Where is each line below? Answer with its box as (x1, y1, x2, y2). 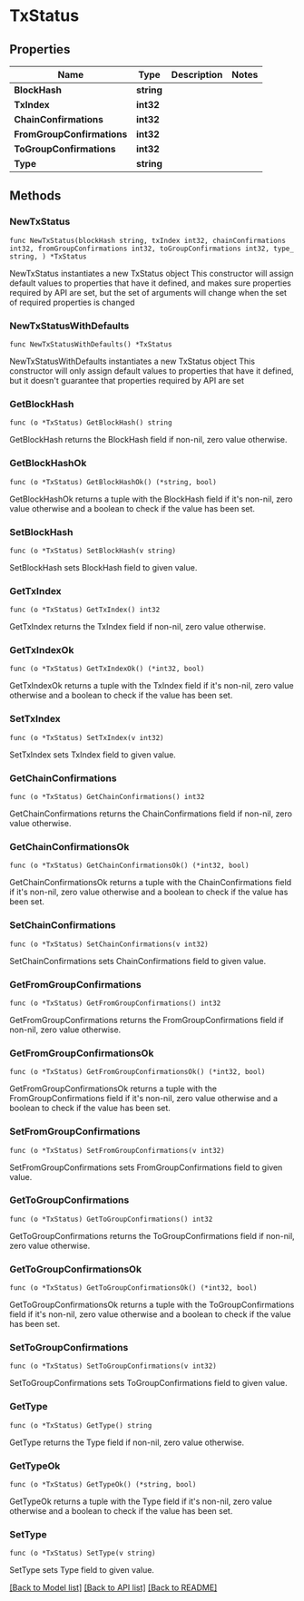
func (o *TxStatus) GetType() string (9, 1420, 152, 1430)
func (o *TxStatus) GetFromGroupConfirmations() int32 (9, 999, 221, 1008)
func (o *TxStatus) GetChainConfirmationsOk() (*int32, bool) (9, 861, 250, 871)
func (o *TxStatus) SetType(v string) (9, 1548, 156, 1558)
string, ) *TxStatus (9, 251, 88, 261)
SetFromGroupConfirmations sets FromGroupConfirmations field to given (9, 1162, 283, 1173)
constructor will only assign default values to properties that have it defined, (9, 365, 294, 376)
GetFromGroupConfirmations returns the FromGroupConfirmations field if (9, 1014, 284, 1025)
